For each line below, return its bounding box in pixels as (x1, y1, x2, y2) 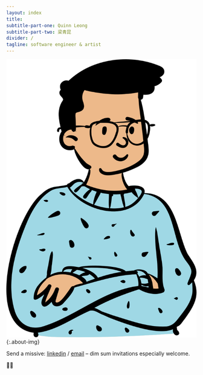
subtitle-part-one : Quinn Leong (6, 22, 88, 28)
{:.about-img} (6, 338, 40, 345)
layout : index (6, 10, 42, 16)
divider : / (6, 35, 34, 42)
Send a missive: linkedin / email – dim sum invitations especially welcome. (6, 350, 190, 357)
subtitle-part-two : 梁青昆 (6, 29, 71, 35)
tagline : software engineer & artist (6, 42, 101, 48)
